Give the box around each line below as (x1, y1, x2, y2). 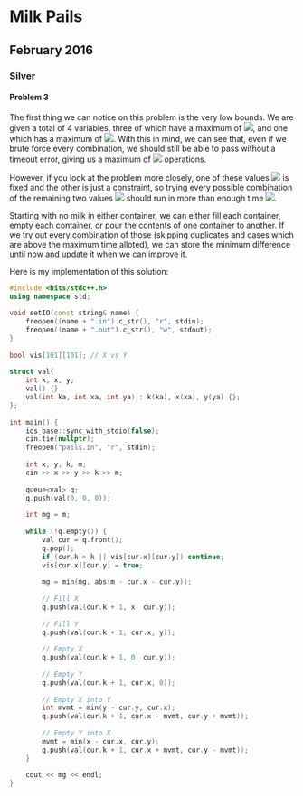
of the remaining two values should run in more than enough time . (9, 192, 278, 203)
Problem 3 (9, 92, 50, 103)
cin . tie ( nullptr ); (25, 435, 95, 444)
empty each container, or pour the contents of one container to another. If (9, 220, 285, 230)
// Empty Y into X (42, 729, 111, 738)
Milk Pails (9, 6, 83, 27)
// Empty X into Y (42, 695, 111, 704)
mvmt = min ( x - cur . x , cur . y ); (42, 736, 160, 746)
